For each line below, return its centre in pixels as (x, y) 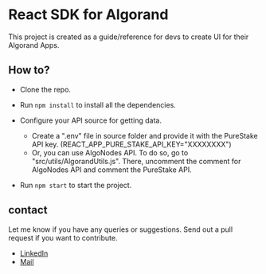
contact (28, 210)
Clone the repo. (45, 89)
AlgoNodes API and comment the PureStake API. (112, 170)
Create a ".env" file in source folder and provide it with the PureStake (145, 135)
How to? (29, 70)
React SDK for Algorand (88, 15)
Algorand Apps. (34, 45)
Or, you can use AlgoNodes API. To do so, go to (110, 152)
